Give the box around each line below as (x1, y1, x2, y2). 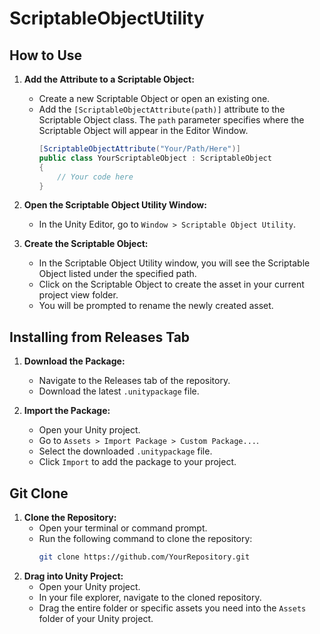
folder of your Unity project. (38, 612, 154, 624)
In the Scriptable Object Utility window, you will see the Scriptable (38, 257, 311, 269)
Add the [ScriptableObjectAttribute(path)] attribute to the (38, 103, 286, 115)
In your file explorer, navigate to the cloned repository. (38, 591, 262, 603)
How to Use (9, 47, 83, 64)
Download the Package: (23, 355, 126, 367)
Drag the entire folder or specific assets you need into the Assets (38, 602, 307, 614)
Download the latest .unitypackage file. (38, 385, 200, 397)
